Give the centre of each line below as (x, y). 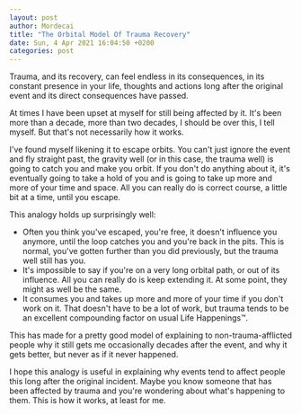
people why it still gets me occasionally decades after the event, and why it (148, 345)
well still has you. (54, 260)
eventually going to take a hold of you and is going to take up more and (141, 178)
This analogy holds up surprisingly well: (83, 215)
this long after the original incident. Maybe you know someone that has (141, 382)
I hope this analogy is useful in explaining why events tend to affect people (147, 372)
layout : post (34, 18)
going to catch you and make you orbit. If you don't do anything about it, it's (150, 169)
